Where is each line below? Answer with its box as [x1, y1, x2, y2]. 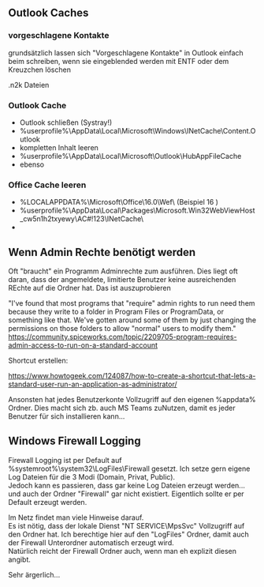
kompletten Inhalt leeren [19, 142, 99, 152]
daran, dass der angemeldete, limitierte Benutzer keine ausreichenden [8, 275, 236, 284]
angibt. [8, 555, 32, 564]
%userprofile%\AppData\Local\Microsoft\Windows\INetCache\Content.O [19, 126, 256, 135]
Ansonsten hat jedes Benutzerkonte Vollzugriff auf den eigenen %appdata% [8, 395, 256, 405]
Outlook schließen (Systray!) [19, 118, 113, 127]
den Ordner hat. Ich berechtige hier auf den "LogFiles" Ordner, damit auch [8, 529, 250, 539]
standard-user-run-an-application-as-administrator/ [8, 379, 177, 389]
